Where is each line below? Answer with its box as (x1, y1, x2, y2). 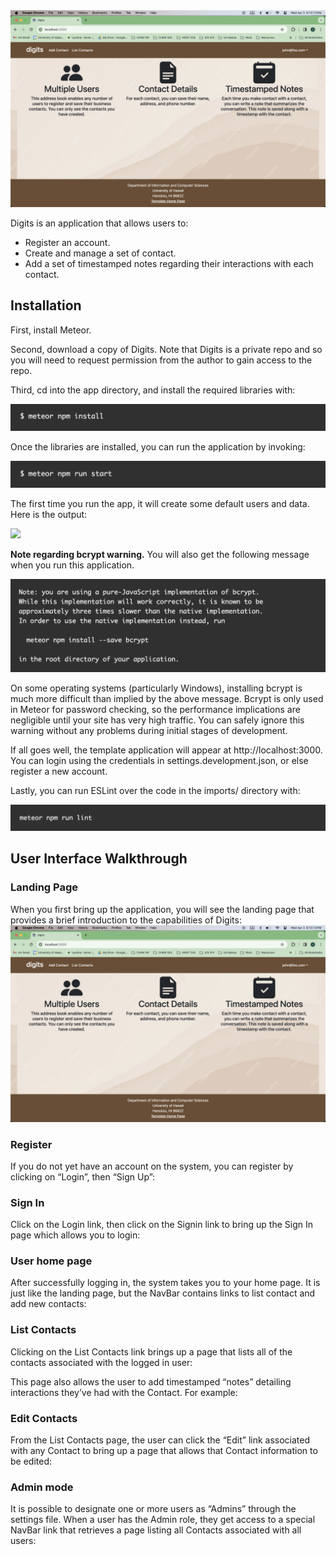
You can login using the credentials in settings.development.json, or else (10, 754, 309, 766)
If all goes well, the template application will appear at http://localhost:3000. (10, 744, 323, 756)
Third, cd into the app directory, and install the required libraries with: (10, 384, 296, 396)
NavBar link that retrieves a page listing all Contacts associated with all (10, 1524, 302, 1536)
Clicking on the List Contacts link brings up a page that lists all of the (10, 1345, 293, 1358)
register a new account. (10, 765, 108, 777)
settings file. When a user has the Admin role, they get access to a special (10, 1514, 316, 1526)
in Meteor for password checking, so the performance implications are (10, 703, 301, 715)
